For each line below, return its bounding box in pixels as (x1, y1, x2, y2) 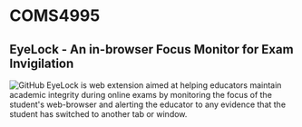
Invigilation (9, 55, 74, 71)
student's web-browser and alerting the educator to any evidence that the (9, 99, 287, 110)
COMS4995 (9, 5, 101, 26)
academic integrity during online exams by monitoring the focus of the (9, 90, 272, 100)
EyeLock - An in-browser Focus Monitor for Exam (9, 42, 294, 57)
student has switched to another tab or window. (9, 109, 188, 119)
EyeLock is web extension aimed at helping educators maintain (46, 80, 282, 91)
